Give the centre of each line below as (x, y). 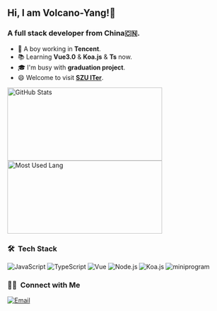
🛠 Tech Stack (33, 249)
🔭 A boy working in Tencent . (59, 49)
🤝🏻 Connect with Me (44, 285)
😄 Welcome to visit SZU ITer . (60, 77)
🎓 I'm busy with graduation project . (71, 67)
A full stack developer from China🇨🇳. (74, 33)
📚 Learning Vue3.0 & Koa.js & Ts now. (75, 57)
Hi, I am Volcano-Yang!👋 (61, 13)
